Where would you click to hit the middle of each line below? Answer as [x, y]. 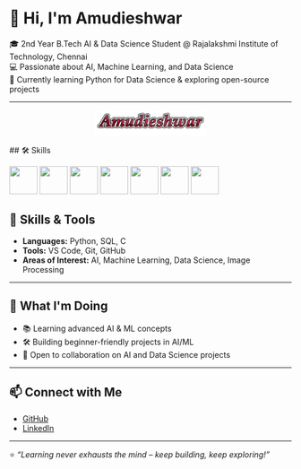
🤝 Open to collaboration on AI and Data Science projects [126, 354]
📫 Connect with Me [66, 392]
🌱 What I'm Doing [59, 306]
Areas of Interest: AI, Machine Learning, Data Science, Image [136, 260]
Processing [43, 270]
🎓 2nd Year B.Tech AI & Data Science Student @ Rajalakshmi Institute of [144, 43]
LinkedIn [38, 428]
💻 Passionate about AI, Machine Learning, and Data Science [121, 66]
